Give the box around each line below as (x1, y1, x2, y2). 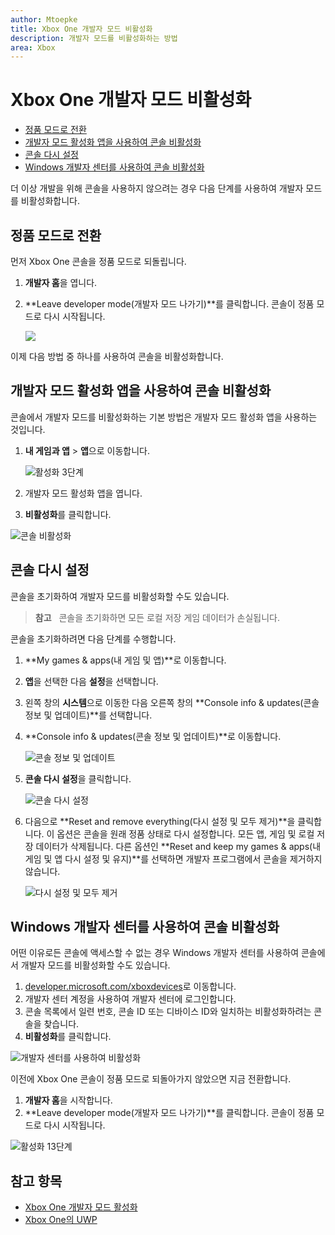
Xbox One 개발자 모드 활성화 (24, 1201, 138, 1213)
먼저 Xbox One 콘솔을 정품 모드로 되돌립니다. (10, 256, 187, 267)
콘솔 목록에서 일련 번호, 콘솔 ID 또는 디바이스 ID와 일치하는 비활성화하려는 (24, 1006, 312, 1018)
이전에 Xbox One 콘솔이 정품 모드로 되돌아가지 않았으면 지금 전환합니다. (10, 1073, 292, 1085)
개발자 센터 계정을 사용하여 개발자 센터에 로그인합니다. (24, 993, 237, 1005)
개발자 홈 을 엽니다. (24, 277, 98, 288)
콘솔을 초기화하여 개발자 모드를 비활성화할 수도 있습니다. (10, 590, 230, 602)
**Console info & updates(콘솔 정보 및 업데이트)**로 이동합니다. (24, 730, 282, 742)
